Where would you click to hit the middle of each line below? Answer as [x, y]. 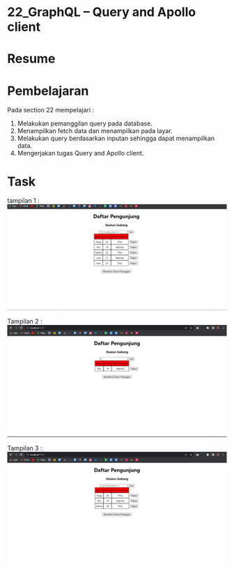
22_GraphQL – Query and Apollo [102, 12]
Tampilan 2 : [25, 321]
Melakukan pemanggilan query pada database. [85, 123]
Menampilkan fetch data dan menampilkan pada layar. [95, 131]
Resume [31, 59]
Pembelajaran [48, 91]
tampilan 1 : [23, 201]
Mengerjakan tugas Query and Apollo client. [80, 153]
